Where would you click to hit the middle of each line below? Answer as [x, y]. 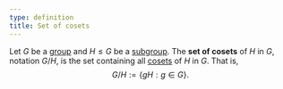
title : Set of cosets [50, 26]
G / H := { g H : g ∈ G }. [150, 74]
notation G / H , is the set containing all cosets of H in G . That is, [124, 61]
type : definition [42, 17]
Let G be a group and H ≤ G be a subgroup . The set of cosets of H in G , [142, 51]
